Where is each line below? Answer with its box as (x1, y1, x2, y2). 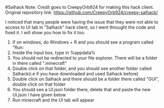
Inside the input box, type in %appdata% (12, 50, 95, 55)
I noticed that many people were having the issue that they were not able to (5, 19, 159, 25)
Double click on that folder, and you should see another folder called (12, 65, 152, 71)
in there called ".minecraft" (12, 60, 67, 66)
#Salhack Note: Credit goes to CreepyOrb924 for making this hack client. (5, 4, 154, 10)
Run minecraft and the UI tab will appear (12, 97, 95, 103)
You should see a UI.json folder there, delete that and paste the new (12, 87, 151, 92)
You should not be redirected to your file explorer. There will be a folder (12, 55, 158, 61)
